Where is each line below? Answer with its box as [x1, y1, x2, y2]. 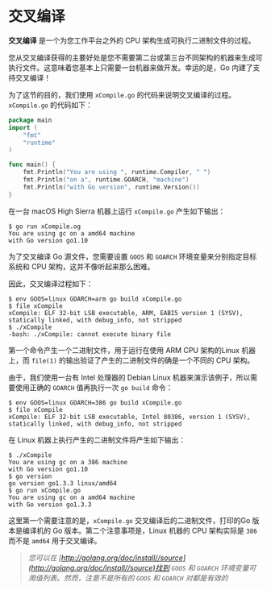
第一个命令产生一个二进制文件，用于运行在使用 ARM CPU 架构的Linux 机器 [8, 345, 256, 355]
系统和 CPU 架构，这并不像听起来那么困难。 [8, 261, 155, 271]
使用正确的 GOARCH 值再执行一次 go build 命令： [15, 382, 173, 392]
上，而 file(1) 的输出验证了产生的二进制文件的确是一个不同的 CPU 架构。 [8, 355, 255, 365]
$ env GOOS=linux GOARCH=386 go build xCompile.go [8, 398, 182, 407]
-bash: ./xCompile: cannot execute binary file [8, 330, 172, 339]
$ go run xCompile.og [8, 222, 81, 231]
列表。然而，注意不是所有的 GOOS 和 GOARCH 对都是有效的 [42, 573, 228, 583]
